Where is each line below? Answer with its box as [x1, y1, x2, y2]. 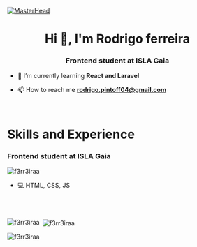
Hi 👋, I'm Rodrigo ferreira [44, 31, 191, 47]
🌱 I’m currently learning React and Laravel [17, 72, 140, 80]
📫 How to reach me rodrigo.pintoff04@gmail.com [17, 86, 166, 94]
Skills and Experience [7, 126, 135, 142]
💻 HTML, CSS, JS [17, 181, 71, 189]
